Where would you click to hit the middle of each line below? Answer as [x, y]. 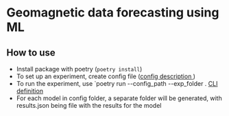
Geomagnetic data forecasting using [113, 13]
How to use [31, 53]
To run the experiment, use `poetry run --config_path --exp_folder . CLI [117, 83]
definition [30, 91]
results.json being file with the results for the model [89, 105]
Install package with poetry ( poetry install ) [79, 69]
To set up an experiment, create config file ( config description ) [106, 76]
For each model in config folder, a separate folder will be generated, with [119, 98]
